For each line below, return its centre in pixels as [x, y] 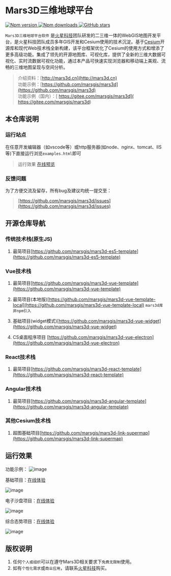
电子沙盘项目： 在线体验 [30, 500]
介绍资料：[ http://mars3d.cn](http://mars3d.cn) [67, 78]
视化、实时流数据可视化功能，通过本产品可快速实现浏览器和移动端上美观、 [83, 61]
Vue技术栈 [18, 271]
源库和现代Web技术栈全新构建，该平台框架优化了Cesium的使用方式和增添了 [85, 48]
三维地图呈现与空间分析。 [41, 67]
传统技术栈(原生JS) [29, 239]
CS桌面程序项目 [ [31, 337]
